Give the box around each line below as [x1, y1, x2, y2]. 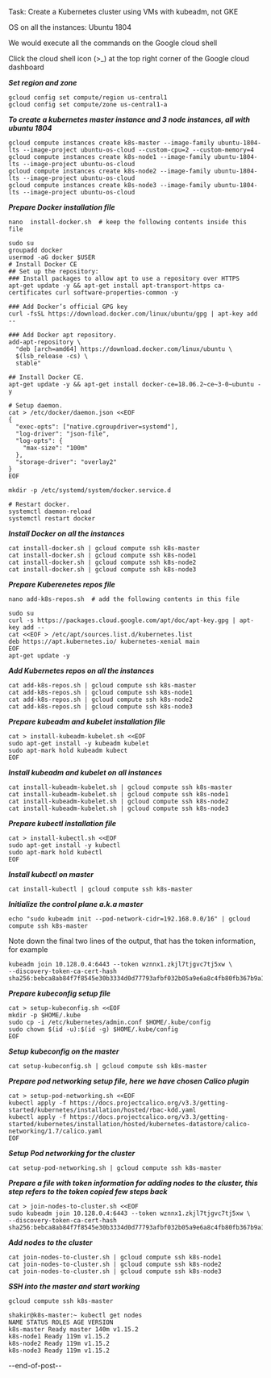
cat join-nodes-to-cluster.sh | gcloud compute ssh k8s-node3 [8, 1267, 222, 1276]
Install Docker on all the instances [8, 528, 125, 538]
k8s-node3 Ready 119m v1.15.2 [8, 1347, 110, 1355]
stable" [15, 359, 42, 367]
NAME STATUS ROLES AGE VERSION [8, 1318, 114, 1326]
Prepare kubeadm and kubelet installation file [8, 717, 165, 726]
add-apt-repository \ [8, 338, 81, 346]
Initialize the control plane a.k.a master [8, 900, 144, 908]
